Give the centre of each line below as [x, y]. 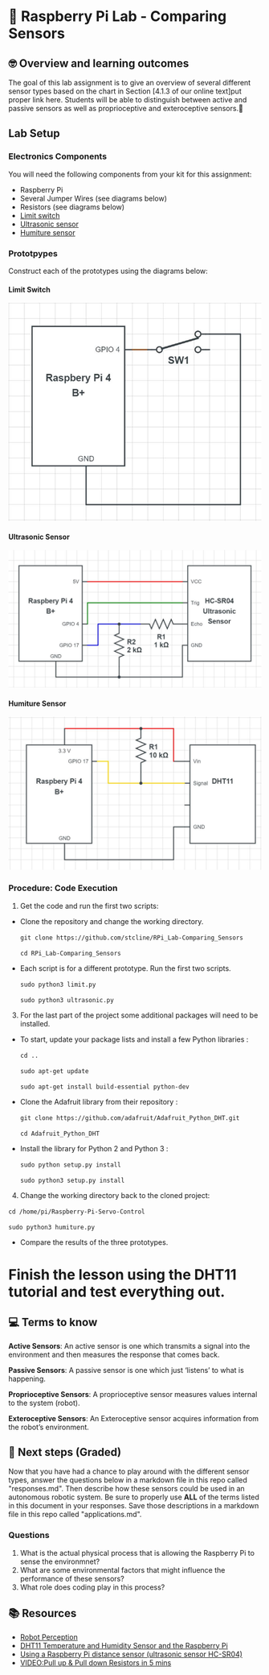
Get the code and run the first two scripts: [89, 906]
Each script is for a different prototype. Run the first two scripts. [125, 968]
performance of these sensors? [72, 1578]
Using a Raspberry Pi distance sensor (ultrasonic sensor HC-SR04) [131, 1654]
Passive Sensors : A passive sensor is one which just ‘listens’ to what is [126, 1370]
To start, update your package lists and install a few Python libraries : [134, 1039]
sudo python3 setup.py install [72, 1180]
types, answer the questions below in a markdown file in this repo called [128, 1480]
